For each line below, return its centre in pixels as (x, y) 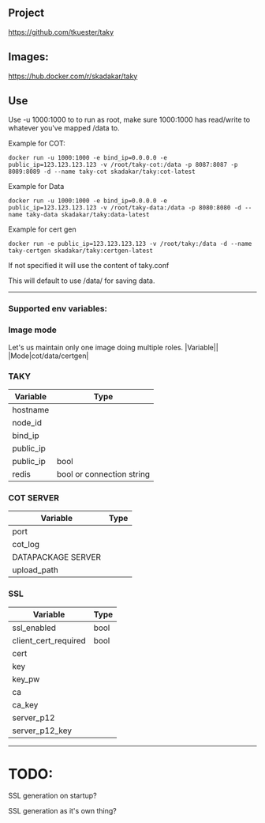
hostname (31, 410)
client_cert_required (49, 640)
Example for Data (36, 187)
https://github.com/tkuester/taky (61, 32)
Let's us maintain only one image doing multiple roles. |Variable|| (113, 347)
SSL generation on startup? (52, 796)
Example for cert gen (42, 229)
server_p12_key (42, 731)
